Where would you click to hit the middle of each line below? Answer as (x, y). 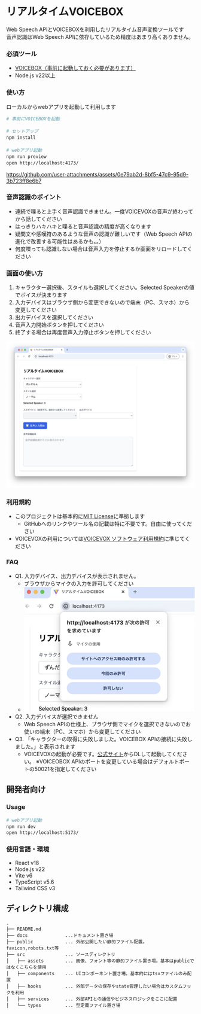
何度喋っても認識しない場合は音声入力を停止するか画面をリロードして (101, 249)
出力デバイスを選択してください (54, 318)
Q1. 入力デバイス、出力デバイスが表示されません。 (77, 576)
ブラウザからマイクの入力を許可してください (79, 583)
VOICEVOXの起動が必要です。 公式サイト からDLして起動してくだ (103, 754)
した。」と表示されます (48, 747)
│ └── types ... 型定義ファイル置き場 (63, 1006)
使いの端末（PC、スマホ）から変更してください (82, 732)
